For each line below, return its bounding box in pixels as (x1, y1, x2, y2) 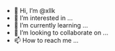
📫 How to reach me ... (13, 37, 79, 44)
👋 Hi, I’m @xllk (13, 7, 56, 14)
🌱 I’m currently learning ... (13, 21, 89, 29)
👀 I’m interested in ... (13, 14, 73, 22)
